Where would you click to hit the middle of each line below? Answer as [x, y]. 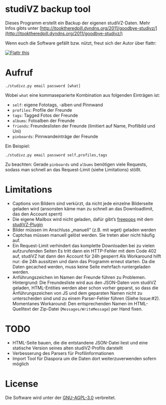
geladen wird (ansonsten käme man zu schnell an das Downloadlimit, [83, 208]
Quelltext [22, 309]
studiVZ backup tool [48, 9]
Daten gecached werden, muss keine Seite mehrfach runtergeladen [81, 267]
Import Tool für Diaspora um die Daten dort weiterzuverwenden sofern [84, 358]
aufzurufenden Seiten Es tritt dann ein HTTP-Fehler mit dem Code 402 [84, 251]
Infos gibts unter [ [23, 28]
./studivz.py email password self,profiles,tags [56, 155]
